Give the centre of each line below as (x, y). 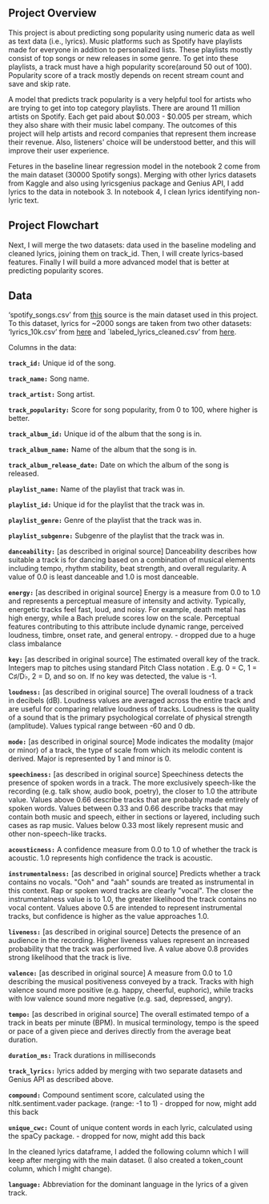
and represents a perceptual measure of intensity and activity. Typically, (127, 601)
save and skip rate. (40, 84)
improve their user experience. (59, 150)
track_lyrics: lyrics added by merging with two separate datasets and (125, 1071)
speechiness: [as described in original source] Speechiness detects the (126, 774)
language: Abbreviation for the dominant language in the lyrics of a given (128, 1185)
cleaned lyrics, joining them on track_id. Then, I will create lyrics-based (126, 253)
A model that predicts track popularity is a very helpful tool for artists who (130, 99)
